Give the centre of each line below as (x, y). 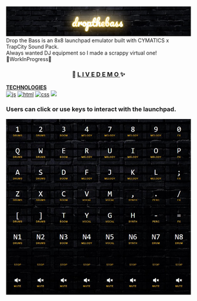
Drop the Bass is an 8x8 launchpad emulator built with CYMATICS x (88, 40)
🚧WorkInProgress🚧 (29, 59)
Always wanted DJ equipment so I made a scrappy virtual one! (81, 53)
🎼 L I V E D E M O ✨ (98, 75)
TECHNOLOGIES (26, 87)
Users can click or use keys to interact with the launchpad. (91, 109)
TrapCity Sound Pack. (33, 47)
